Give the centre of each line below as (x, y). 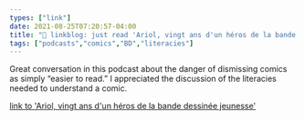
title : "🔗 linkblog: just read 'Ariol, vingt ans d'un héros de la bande (153, 35)
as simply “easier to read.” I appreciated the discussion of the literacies (143, 79)
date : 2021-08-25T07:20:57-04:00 (73, 26)
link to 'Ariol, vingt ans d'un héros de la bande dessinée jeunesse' (133, 106)
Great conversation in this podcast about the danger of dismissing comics (148, 69)
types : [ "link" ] (40, 18)
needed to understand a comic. (68, 88)
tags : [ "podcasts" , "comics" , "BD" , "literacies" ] (102, 43)
